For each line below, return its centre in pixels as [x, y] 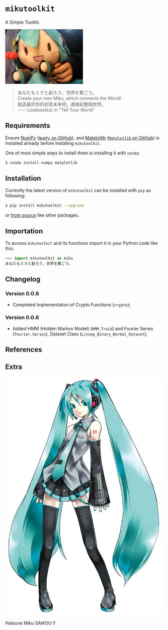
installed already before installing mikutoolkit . [53, 143]
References [24, 350]
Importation [24, 231]
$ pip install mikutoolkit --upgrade [45, 206]
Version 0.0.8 [22, 294]
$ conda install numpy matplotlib [41, 163]
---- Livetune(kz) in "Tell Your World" [56, 110]
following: [15, 196]
